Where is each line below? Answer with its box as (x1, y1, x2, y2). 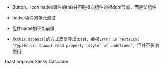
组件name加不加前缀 (12, 25, 55, 31)
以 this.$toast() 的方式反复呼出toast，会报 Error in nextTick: (12, 36, 140, 42)
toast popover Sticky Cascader (5, 59, 69, 64)
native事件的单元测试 (12, 15, 56, 21)
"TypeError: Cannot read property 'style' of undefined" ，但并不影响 (12, 42, 159, 48)
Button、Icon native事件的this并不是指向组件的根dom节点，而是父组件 (12, 4, 157, 10)
